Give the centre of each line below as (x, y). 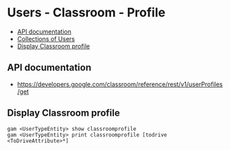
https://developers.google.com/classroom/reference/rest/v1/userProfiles (120, 84)
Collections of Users (46, 38)
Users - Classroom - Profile (87, 13)
